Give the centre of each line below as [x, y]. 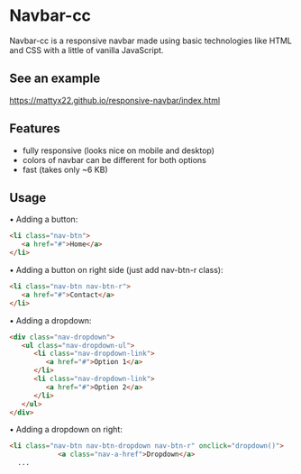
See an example [55, 79]
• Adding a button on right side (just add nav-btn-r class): [116, 270]
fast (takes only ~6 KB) [65, 169]
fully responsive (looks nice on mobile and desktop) [118, 150]
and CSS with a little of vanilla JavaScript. [87, 50]
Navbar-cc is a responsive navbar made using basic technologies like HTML [151, 41]
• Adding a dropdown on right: [66, 430]
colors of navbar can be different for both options [114, 160]
